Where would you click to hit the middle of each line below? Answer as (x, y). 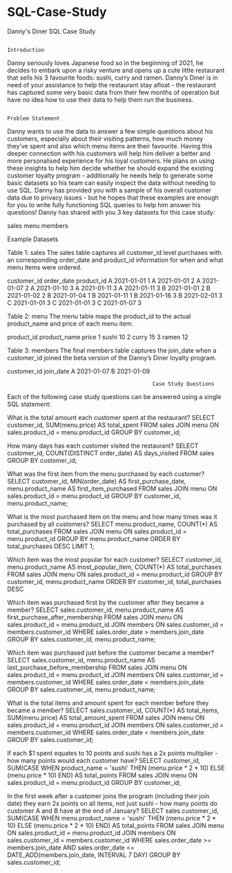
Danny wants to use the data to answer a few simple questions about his (110, 131)
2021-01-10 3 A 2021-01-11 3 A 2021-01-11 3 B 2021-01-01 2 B (123, 288)
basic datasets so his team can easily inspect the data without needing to (112, 183)
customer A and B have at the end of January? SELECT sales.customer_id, (113, 811)
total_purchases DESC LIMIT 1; (51, 546)
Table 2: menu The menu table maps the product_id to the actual (99, 316)
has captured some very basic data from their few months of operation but (113, 92)
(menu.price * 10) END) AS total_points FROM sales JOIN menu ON (103, 775)
